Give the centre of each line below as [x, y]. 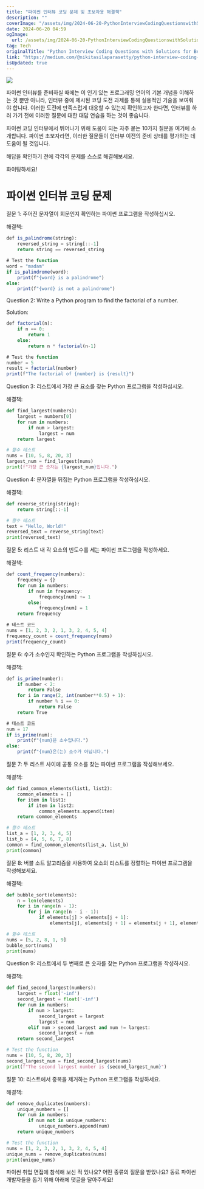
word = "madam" [25, 266]
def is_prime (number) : [35, 679]
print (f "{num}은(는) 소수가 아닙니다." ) [63, 752]
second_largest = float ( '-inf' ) [58, 999]
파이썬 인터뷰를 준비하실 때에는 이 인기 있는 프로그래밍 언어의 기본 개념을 [92, 92]
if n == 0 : [31, 329]
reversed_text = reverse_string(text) [55, 532]
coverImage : [21, 23]
